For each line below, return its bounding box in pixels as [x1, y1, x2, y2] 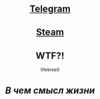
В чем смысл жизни [5, 85, 95, 96]
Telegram [30, 3, 70, 15]
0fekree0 [40, 67, 60, 73]
